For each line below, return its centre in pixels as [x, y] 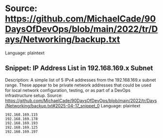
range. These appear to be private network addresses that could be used [78, 85]
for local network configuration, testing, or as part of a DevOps [68, 90]
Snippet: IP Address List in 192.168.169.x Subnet [79, 68]
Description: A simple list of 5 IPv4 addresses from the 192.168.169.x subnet [81, 80]
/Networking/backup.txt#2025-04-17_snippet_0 [52, 105]
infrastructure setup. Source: [34, 95]
